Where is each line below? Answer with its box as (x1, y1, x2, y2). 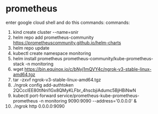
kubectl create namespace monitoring (12, 50, 91, 56)
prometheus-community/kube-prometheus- (63, 55, 154, 61)
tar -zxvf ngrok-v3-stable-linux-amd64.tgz (12, 77, 101, 83)
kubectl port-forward (12, 93, 56, 99)
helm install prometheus (12, 55, 63, 61)
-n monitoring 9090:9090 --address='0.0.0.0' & (38, 98, 137, 104)
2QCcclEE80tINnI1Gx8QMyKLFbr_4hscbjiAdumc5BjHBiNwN (12, 87, 137, 93)
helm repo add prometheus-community (12, 34, 94, 40)
